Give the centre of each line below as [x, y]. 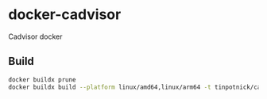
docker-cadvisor [65, 15]
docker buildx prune [43, 80]
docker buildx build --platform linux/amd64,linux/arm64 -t [110, 87]
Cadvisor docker [35, 36]
